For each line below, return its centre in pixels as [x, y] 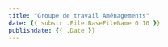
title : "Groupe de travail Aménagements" [79, 16]
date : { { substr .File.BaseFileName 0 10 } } [84, 23]
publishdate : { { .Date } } [52, 30]
